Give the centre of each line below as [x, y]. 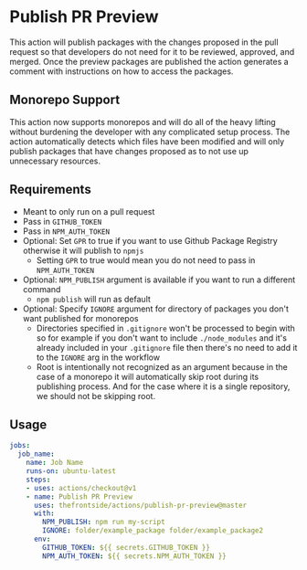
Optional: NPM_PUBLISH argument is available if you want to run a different [159, 280]
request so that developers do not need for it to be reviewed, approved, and [152, 51]
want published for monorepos [80, 318]
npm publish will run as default [93, 299]
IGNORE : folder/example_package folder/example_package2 [153, 531]
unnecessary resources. [55, 161]
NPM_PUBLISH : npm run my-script [104, 522]
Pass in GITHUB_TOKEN [62, 221]
